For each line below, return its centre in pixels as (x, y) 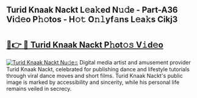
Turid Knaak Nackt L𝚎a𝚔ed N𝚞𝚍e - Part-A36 (92, 10)
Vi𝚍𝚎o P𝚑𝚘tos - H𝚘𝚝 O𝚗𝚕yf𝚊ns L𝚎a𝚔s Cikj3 (92, 20)
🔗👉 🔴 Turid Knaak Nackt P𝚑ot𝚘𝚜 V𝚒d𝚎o (85, 45)
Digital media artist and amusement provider (135, 62)
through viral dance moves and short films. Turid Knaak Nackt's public (95, 76)
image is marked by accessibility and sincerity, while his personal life (93, 82)
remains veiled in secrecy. (39, 89)
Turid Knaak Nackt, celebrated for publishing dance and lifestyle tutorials (98, 69)
